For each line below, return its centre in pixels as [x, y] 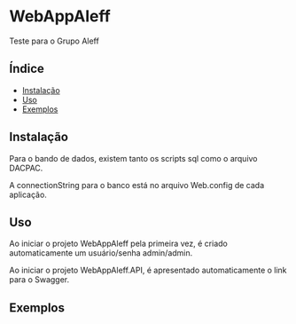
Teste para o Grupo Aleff [54, 41]
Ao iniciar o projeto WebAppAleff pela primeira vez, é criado [118, 244]
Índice [27, 69]
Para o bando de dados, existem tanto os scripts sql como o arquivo [134, 158]
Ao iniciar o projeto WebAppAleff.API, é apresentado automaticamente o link [148, 270]
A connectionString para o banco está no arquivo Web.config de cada [137, 185]
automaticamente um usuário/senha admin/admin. [101, 253]
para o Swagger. [39, 280]
